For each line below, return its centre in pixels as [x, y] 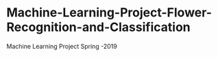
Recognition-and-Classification [98, 27]
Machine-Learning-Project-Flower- [109, 13]
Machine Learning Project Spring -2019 [62, 46]
